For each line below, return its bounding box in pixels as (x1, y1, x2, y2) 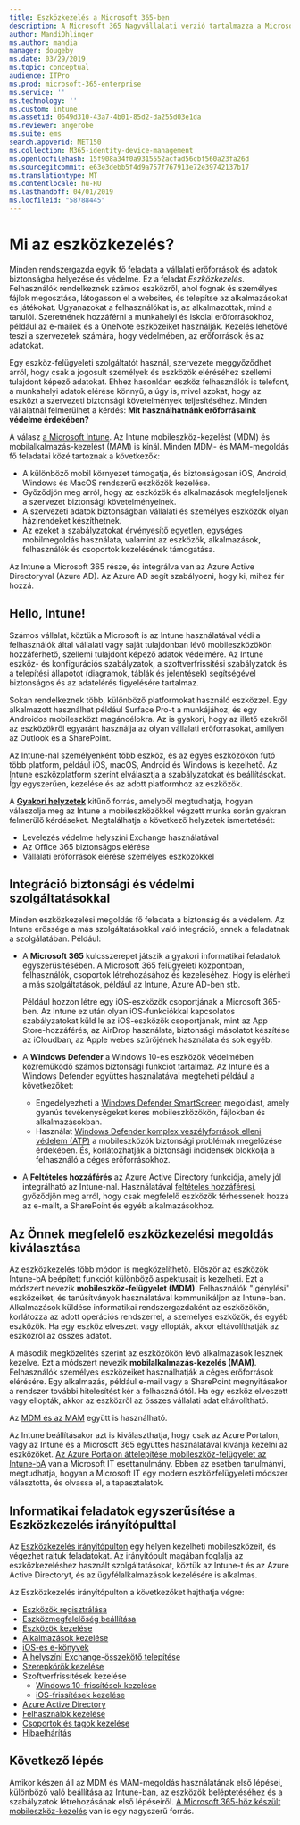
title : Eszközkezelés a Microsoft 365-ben (9, 13, 170, 22)
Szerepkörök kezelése (21, 1661, 104, 1672)
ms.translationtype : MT (9, 171, 98, 180)
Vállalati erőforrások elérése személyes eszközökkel (21, 851, 215, 862)
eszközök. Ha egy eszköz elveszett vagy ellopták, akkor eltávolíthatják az (9, 1321, 279, 1332)
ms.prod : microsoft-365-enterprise (9, 80, 142, 88)
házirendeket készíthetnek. (21, 515, 122, 526)
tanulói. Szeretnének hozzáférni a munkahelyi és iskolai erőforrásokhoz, (9, 311, 274, 322)
